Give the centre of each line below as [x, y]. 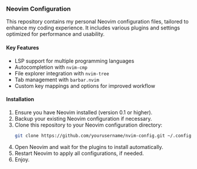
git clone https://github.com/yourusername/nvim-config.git [90, 135]
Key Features [23, 47]
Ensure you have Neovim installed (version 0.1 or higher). [84, 112]
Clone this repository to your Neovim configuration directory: [89, 125]
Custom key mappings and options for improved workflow [85, 86]
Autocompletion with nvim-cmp [51, 67]
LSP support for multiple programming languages [74, 61]
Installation [20, 100]
